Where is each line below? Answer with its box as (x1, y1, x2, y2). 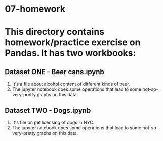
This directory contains (5, 26, 105, 38)
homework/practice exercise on (5, 37, 141, 48)
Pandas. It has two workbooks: (5, 47, 136, 59)
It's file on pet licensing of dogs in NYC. (12, 119, 95, 125)
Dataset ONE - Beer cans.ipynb (5, 67, 104, 76)
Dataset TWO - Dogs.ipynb (5, 106, 91, 115)
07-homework (5, 3, 66, 15)
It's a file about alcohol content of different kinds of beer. (12, 81, 130, 87)
